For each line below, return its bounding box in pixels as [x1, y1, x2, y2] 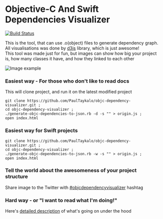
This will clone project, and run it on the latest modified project [5, 89, 132, 95]
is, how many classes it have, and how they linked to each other [5, 55, 134, 61]
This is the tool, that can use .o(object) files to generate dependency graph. [5, 40, 159, 45]
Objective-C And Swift [5, 3, 99, 15]
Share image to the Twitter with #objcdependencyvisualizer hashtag [5, 184, 144, 190]
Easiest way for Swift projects [5, 127, 78, 134]
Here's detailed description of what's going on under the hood [5, 208, 131, 214]
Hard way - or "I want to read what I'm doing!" [5, 197, 117, 204]
